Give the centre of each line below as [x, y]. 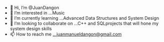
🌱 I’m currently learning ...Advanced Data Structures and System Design [85, 18]
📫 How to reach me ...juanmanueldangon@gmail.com [66, 34]
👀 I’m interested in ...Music [37, 13]
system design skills [31, 29]
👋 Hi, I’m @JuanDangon [34, 8]
